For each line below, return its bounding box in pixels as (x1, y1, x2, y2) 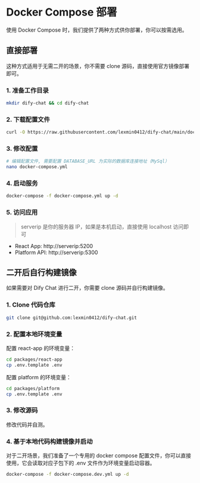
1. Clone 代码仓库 (6, 301, 55, 309)
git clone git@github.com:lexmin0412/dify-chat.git (6, 314, 137, 321)
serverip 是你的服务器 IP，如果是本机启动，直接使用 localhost (20, 223, 172, 230)
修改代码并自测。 (6, 421, 48, 428)
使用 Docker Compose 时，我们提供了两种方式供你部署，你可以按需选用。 (6, 26, 187, 33)
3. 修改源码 (6, 406, 38, 414)
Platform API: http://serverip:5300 (14, 249, 98, 256)
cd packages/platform (6, 385, 60, 391)
